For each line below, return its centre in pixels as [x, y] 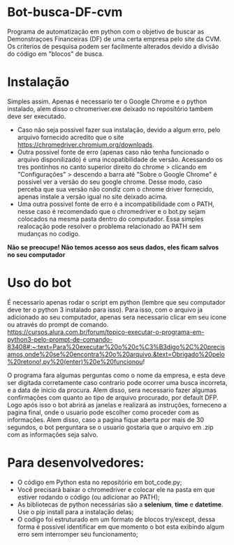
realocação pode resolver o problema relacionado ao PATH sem [109, 226]
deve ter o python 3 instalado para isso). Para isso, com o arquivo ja [105, 310]
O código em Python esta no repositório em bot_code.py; [100, 482]
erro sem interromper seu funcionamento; [78, 534]
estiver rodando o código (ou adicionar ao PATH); [88, 497]
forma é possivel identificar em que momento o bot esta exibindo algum [121, 526]
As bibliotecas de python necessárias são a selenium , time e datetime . [120, 504]
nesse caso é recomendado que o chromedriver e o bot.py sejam [111, 211]
